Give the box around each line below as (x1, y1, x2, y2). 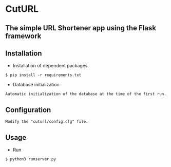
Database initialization (12, 82, 60, 88)
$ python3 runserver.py (5, 157, 56, 162)
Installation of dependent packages (12, 63, 88, 69)
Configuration (5, 105, 51, 114)
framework (5, 31, 42, 40)
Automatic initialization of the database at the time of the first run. (5, 91, 167, 97)
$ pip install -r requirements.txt (5, 72, 82, 78)
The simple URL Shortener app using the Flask (5, 24, 157, 32)
